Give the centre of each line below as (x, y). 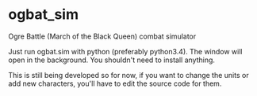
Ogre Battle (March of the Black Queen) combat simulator (102, 36)
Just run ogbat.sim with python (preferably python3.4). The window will (125, 51)
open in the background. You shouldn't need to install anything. (112, 60)
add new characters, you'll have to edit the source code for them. (115, 83)
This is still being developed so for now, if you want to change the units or (128, 75)
